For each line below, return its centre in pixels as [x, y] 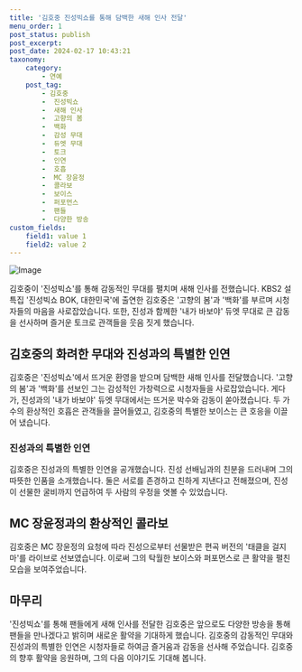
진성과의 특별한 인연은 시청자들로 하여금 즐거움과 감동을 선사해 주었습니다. [139, 646]
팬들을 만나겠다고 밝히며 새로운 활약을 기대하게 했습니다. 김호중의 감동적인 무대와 [151, 635]
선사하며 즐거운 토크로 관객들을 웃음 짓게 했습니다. [106, 322]
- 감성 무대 [62, 135]
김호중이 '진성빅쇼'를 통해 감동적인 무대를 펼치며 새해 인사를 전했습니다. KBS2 [146, 289]
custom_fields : [38, 228]
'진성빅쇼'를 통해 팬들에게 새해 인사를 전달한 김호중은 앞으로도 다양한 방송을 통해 [150, 623]
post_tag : [44, 85]
